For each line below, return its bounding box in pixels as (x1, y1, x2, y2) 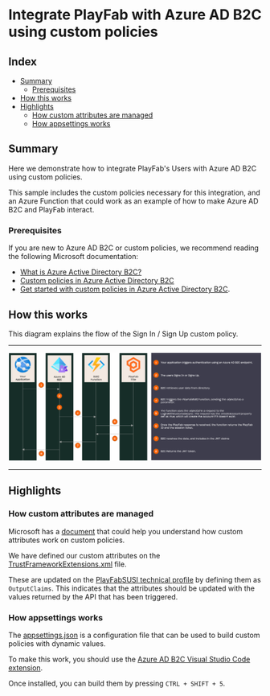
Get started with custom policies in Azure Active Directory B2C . (19, 284, 231, 294)
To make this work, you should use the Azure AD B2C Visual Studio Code (8, 654, 251, 664)
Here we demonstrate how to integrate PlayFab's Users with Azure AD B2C (8, 163, 257, 173)
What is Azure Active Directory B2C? (19, 267, 142, 277)
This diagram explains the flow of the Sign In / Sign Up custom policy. (8, 328, 239, 339)
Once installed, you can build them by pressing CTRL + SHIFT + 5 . (8, 678, 226, 688)
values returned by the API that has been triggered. (8, 591, 178, 601)
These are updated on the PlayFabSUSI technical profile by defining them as (8, 575, 261, 584)
